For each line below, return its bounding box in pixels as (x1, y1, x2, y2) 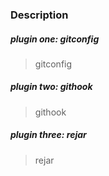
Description (10, 8, 69, 22)
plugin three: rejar (10, 129, 87, 141)
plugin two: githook (10, 81, 93, 93)
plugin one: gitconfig (10, 33, 100, 45)
